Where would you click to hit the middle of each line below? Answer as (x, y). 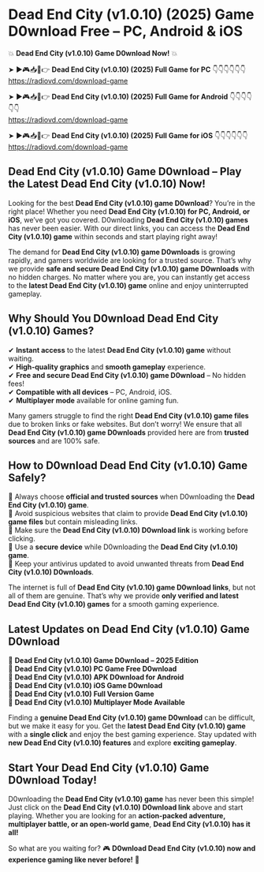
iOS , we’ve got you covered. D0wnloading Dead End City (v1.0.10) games (128, 219)
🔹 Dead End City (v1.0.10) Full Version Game (82, 694)
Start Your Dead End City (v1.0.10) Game (109, 767)
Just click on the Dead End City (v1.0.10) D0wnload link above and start (126, 807)
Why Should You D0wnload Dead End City (113, 318)
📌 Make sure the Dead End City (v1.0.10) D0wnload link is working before (128, 530)
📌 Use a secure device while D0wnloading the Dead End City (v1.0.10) (123, 547)
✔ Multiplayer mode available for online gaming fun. (93, 400)
